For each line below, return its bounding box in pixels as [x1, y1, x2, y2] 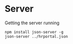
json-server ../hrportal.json [5, 34, 68, 39]
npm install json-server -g [5, 29, 64, 34]
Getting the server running [5, 20, 60, 26]
